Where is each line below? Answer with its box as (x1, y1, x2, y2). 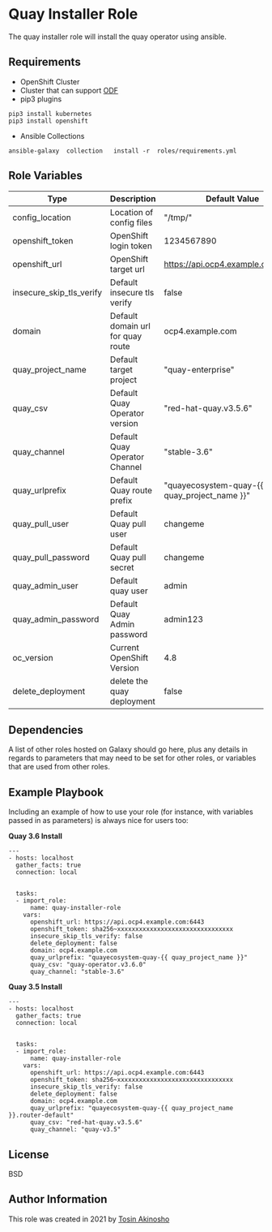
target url (109, 263, 146, 274)
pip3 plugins (19, 94, 62, 104)
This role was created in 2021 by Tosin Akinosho (8, 1214, 170, 1224)
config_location (12, 212, 71, 223)
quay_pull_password (12, 551, 91, 562)
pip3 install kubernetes (8, 110, 92, 118)
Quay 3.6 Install (8, 831, 63, 841)
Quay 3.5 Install (8, 982, 62, 992)
